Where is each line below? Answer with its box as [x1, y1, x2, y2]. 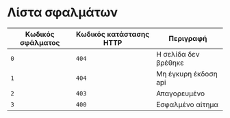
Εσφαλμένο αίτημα [156, 100, 219, 109]
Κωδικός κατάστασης [76, 29, 150, 39]
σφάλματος [19, 38, 60, 47]
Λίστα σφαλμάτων [7, 5, 118, 20]
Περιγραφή [168, 33, 207, 43]
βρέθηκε [156, 58, 184, 68]
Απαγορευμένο [156, 89, 205, 98]
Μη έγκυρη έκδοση [156, 69, 218, 78]
